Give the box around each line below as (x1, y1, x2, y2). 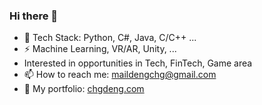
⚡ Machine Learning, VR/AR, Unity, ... (23, 43, 177, 55)
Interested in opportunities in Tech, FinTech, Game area (23, 57, 253, 69)
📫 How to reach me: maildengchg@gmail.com (23, 69, 217, 81)
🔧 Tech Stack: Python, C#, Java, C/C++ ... (23, 32, 197, 44)
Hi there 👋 (9, 9, 59, 23)
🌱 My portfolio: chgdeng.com (23, 83, 145, 95)
